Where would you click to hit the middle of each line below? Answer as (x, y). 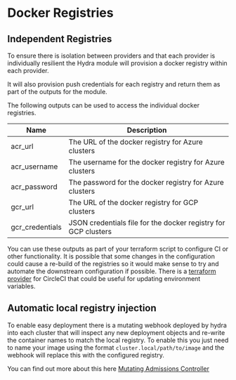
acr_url (22, 146)
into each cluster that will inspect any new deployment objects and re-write (116, 332)
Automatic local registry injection (82, 308)
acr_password (34, 186)
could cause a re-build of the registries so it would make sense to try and (113, 264)
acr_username (34, 166)
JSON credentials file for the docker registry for (147, 223)
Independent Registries (60, 39)
